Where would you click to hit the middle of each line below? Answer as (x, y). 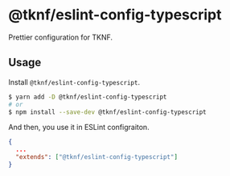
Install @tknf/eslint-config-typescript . (74, 82)
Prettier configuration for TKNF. (61, 37)
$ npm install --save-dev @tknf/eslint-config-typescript (107, 112)
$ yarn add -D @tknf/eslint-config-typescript (88, 97)
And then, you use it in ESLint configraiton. (79, 128)
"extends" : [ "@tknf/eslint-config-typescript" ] (97, 157)
